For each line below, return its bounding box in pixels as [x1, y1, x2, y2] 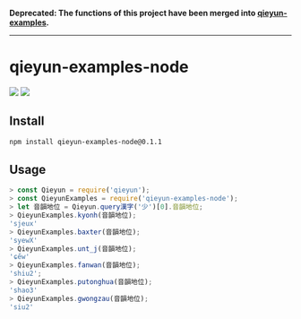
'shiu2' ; [9, 269, 42, 279]
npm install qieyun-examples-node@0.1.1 [9, 137, 163, 146]
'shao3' [9, 286, 39, 295]
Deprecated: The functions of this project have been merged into [9, 8, 256, 18]
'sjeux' [9, 219, 39, 228]
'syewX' [9, 236, 39, 245]
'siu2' [9, 302, 34, 312]
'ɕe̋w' [9, 253, 30, 262]
